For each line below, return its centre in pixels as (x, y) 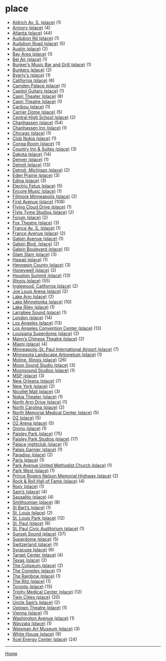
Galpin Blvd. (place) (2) (36, 244)
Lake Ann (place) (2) (33, 296)
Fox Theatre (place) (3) (36, 223)
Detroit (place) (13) (31, 165)
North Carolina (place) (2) (39, 407)
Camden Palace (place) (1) (39, 85)
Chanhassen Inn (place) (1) (40, 128)
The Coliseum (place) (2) (38, 565)
